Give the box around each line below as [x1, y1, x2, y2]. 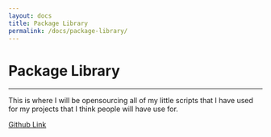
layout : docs [8, 11, 52, 20]
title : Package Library [8, 19, 89, 27]
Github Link [8, 120, 47, 130]
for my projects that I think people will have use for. [8, 104, 179, 114]
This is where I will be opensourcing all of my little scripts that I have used [8, 96, 254, 106]
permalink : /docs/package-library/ [8, 27, 128, 35]
